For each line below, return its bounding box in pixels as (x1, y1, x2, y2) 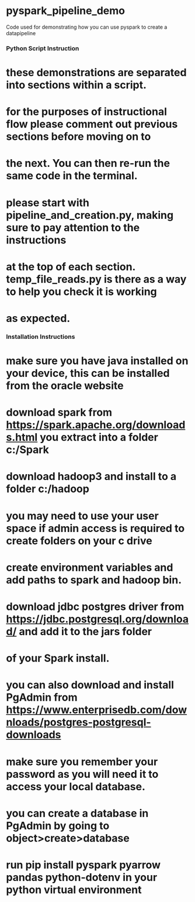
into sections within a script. (6, 78, 147, 92)
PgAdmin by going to (6, 819, 110, 832)
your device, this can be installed (6, 367, 170, 380)
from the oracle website (6, 379, 124, 393)
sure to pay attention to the (6, 221, 140, 234)
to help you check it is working (6, 285, 158, 298)
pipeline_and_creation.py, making (6, 208, 174, 222)
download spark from (6, 406, 113, 419)
